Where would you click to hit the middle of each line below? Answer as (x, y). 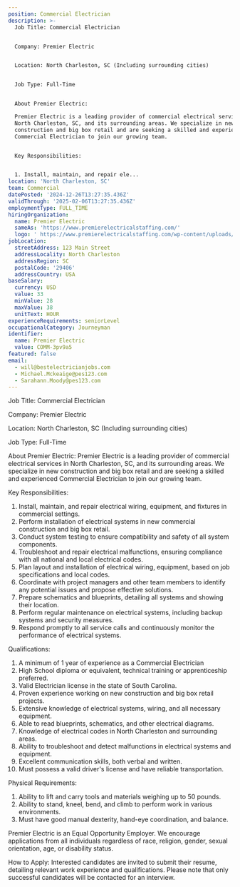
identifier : (26, 334)
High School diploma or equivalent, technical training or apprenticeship (122, 671)
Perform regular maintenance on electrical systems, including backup (120, 613)
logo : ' (26, 235)
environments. (40, 812)
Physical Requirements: (42, 783)
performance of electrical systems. (70, 635)
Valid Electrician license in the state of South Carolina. (98, 686)
